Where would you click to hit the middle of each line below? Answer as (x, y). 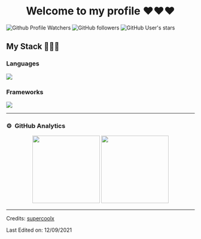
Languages (23, 64)
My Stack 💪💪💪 (33, 47)
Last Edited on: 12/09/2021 (39, 230)
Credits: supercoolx (31, 219)
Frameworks (25, 92)
